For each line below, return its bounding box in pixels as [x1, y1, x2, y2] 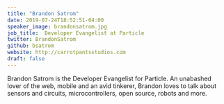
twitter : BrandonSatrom [7, 36, 77, 43]
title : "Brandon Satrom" [7, 10, 79, 17]
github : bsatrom [7, 42, 54, 49]
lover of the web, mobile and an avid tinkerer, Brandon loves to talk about [7, 81, 217, 90]
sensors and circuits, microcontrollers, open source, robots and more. [7, 89, 207, 97]
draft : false [7, 55, 45, 62]
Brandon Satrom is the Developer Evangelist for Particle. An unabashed [7, 74, 212, 83]
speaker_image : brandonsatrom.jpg [7, 23, 108, 30]
